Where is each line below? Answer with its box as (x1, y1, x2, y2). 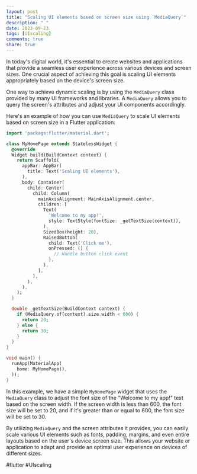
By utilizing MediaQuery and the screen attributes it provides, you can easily (6, 424, 189, 431)
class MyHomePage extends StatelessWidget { (6, 140, 118, 147)
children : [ (37, 201, 67, 207)
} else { (17, 322, 38, 328)
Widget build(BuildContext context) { (11, 152, 108, 158)
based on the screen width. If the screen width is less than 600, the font (6, 401, 182, 408)
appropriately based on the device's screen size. (6, 76, 125, 84)
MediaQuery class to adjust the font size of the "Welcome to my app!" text (6, 394, 183, 401)
